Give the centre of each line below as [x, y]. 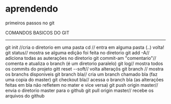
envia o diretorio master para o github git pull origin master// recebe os [79, 90]
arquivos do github [25, 96]
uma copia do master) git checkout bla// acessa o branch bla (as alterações [84, 80]
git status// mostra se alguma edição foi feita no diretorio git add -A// [77, 53]
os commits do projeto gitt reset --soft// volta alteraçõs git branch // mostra [84, 68]
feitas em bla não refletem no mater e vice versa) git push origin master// [82, 85]
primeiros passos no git [30, 23]
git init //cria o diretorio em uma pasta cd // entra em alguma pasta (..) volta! [85, 47]
